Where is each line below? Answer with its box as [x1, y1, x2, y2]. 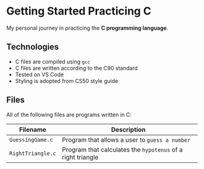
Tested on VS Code [15, 71, 64, 78]
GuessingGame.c [9, 136, 53, 143]
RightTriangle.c [9, 150, 56, 157]
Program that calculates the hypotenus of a [61, 145, 183, 154]
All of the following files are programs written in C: [6, 111, 132, 118]
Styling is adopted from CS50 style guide [15, 77, 118, 84]
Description [111, 125, 146, 134]
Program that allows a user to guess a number [61, 135, 191, 144]
